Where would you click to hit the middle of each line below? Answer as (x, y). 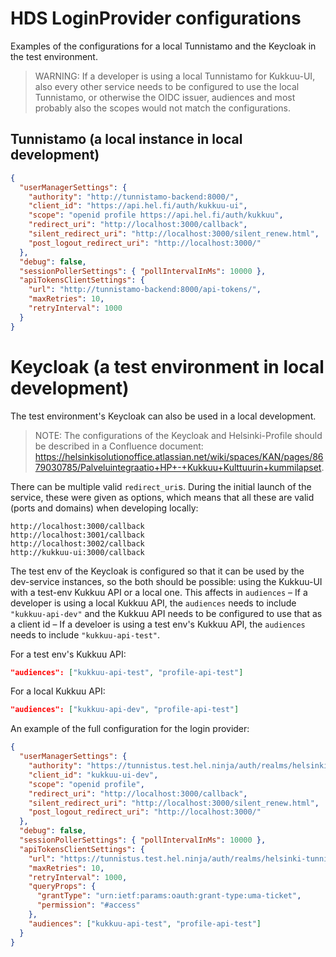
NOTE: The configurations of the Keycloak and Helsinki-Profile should (178, 435)
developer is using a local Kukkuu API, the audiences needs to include (153, 603)
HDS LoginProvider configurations (156, 18)
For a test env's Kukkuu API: (68, 654)
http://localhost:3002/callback (77, 543)
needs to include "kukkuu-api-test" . (85, 634)
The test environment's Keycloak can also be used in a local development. (163, 416)
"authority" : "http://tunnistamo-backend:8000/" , (134, 197)
